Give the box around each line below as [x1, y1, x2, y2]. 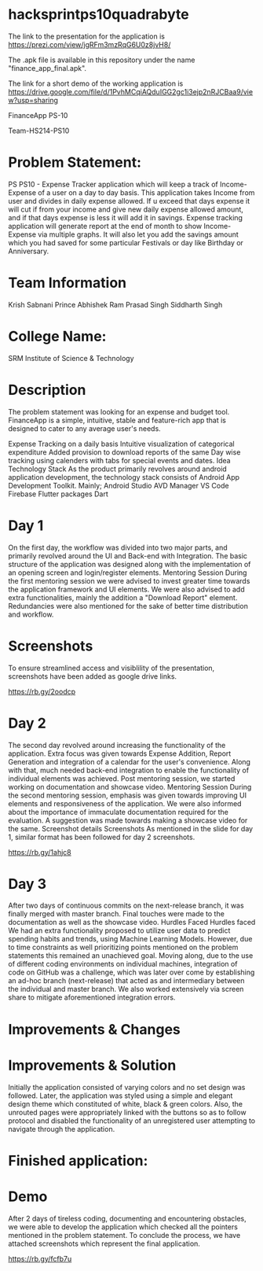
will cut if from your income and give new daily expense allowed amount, [8, 204, 243, 214]
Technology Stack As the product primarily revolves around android [8, 464, 228, 473]
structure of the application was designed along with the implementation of [8, 559, 251, 569]
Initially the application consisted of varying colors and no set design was [8, 1082, 246, 1092]
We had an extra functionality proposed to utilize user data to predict [8, 926, 231, 935]
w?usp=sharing [8, 95, 59, 105]
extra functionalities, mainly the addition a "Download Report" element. [8, 592, 238, 602]
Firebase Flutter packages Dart [8, 489, 108, 499]
